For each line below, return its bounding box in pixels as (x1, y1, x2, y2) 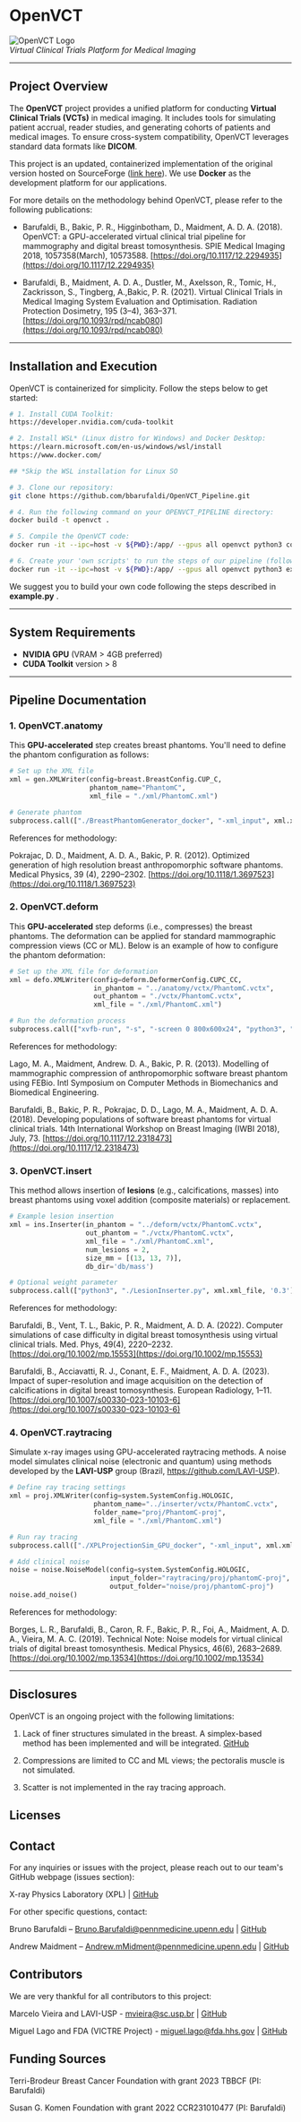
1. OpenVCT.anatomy (9, 719, 103, 731)
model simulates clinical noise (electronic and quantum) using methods (9, 1456, 272, 1467)
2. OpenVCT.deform (9, 901, 99, 913)
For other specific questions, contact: (9, 1906, 148, 1917)
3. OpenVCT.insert (9, 1164, 92, 1177)
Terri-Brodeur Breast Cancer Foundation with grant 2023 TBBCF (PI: (9, 2075, 262, 2086)
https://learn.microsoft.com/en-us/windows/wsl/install (9, 443, 222, 452)
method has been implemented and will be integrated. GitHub (21, 1738, 249, 1748)
